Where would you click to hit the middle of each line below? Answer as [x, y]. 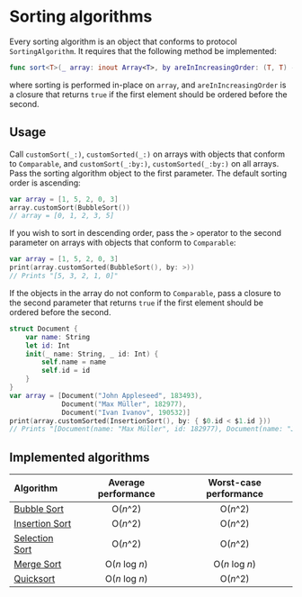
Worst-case [235, 483]
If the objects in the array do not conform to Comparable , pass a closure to [145, 293]
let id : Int [48, 345]
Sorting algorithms [81, 17]
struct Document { [44, 329]
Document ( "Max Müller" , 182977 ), [124, 404]
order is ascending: [45, 183]
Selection [34, 538]
